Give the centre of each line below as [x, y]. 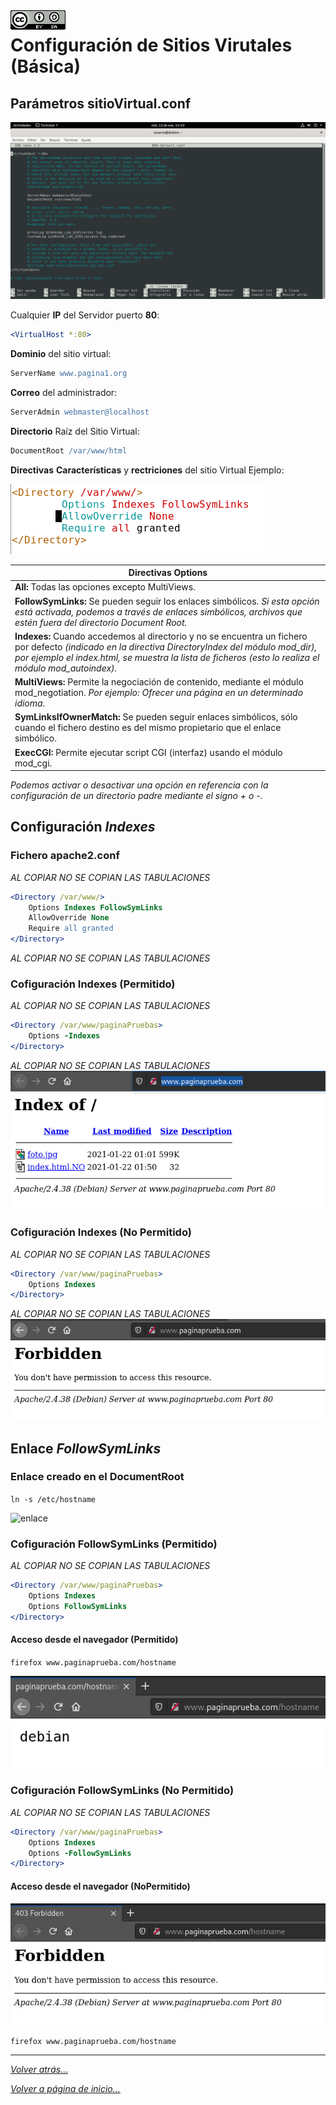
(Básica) [46, 66]
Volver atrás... [39, 2069]
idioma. [30, 703]
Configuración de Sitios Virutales [151, 45]
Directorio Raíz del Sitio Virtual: [75, 431]
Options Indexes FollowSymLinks [95, 907]
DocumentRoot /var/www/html [69, 450]
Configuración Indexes [83, 827]
